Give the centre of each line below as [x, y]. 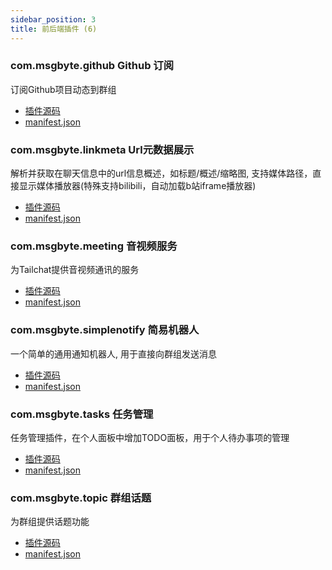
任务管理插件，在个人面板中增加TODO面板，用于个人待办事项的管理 [150, 437]
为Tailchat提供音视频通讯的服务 [75, 270]
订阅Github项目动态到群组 [63, 89]
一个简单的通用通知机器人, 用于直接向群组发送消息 [113, 353]
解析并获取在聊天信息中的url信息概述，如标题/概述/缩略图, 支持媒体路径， [161, 173]
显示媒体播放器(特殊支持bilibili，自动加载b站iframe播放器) [137, 186]
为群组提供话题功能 [50, 522]
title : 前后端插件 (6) [54, 29]
